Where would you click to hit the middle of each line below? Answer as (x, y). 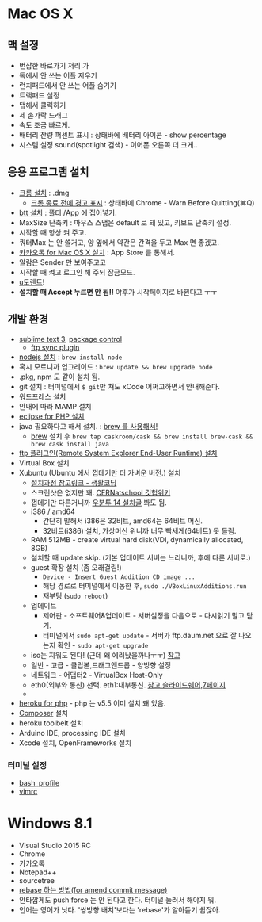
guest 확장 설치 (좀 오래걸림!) (76, 567)
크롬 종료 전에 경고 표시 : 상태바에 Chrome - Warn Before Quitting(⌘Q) (142, 202)
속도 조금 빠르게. (44, 125)
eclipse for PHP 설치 (51, 416)
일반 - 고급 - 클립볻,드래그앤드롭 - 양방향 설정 (101, 665)
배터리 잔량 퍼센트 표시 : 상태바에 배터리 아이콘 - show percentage (122, 135)
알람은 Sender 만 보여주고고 (62, 262)
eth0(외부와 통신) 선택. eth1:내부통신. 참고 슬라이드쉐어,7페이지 (128, 685)
